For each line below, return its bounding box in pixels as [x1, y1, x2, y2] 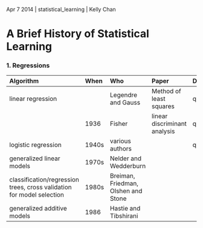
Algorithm [9, 77, 39, 85]
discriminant [151, 120, 187, 128]
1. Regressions [6, 61, 50, 70]
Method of [151, 87, 181, 96]
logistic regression [9, 141, 62, 149]
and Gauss [109, 99, 141, 107]
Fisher [109, 120, 128, 128]
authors [109, 145, 132, 153]
